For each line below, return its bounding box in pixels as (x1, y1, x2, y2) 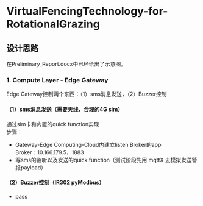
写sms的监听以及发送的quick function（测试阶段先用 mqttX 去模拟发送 (15, 156, 192, 163)
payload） (20, 163, 47, 171)
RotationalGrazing (6, 17, 101, 31)
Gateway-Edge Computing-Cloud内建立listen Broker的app (15, 141, 162, 148)
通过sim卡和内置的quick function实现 (6, 120, 99, 127)
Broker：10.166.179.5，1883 (15, 148, 84, 156)
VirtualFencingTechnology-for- (6, 4, 168, 18)
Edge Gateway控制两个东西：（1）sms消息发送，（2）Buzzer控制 (6, 90, 167, 98)
